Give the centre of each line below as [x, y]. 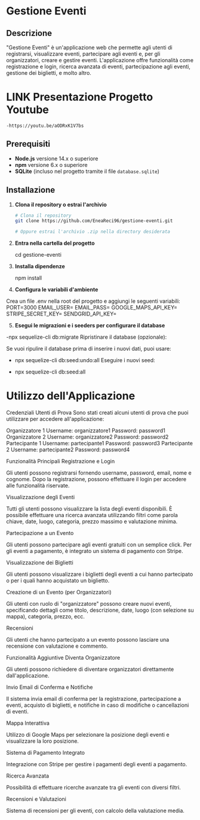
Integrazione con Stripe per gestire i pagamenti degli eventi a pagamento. [97, 764]
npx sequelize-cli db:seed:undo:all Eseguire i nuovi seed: [85, 360]
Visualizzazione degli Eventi [41, 497]
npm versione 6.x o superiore [51, 165]
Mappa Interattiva [28, 723]
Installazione [31, 190]
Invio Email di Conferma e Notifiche [50, 687]
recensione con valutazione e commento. [57, 646]
